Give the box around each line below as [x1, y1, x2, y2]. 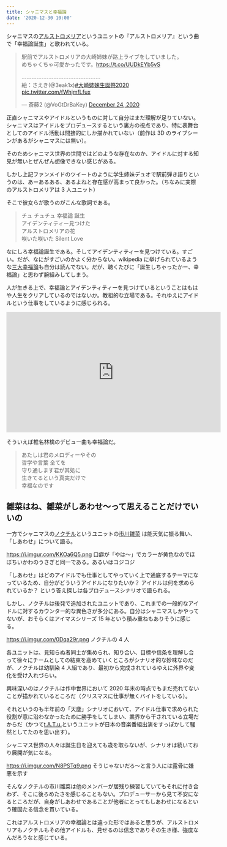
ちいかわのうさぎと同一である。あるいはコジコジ [11, 559, 135, 566]
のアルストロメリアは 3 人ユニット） [6, 186, 99, 193]
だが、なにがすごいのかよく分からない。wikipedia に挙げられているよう [17, 255, 198, 263]
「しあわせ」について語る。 [6, 538, 76, 545]
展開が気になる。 [11, 749, 55, 756]
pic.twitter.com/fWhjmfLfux [21, 88, 91, 96]
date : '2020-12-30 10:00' [6, 15, 72, 21]
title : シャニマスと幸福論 [6, 9, 67, 15]
